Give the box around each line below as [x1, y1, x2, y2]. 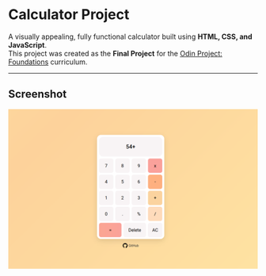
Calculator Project [8, 6, 130, 24]
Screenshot [8, 87, 67, 101]
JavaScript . [8, 40, 47, 49]
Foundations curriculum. [8, 57, 88, 67]
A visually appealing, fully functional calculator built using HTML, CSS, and [8, 32, 253, 41]
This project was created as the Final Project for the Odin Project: [8, 48, 223, 58]
